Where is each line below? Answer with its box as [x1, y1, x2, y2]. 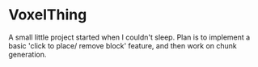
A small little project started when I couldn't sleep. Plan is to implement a [8, 32, 251, 42]
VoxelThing [8, 6, 87, 24]
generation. [8, 49, 47, 59]
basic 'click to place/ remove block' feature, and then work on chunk [8, 40, 237, 50]
